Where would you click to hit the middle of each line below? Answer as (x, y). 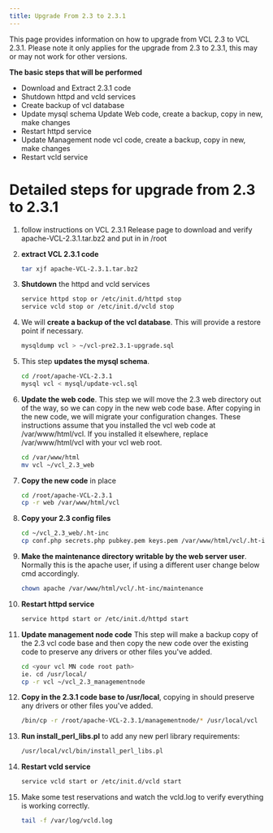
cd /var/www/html (50, 457)
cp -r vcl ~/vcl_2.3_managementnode (83, 682)
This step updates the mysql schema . (85, 362)
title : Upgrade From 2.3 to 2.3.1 (68, 16)
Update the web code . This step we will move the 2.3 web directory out (141, 399)
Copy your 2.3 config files (66, 518)
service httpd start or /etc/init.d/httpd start (105, 618)
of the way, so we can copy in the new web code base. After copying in (141, 408)
